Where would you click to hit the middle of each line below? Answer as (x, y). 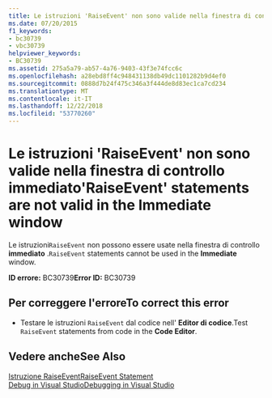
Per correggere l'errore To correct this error (119, 303)
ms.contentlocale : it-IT (50, 99)
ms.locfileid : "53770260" (52, 114)
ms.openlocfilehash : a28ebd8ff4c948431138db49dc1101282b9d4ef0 (117, 76)
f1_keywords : (30, 31)
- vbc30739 (27, 46)
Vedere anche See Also (67, 357)
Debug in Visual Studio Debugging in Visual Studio (91, 384)
